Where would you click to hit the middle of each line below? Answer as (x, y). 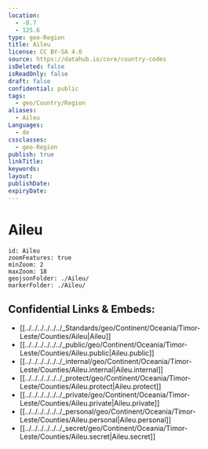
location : (24, 15)
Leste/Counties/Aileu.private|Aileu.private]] (89, 403)
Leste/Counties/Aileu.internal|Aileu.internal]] (91, 370)
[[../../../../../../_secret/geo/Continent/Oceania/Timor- (104, 429)
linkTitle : (26, 162)
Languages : (26, 125)
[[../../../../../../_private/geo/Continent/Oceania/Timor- (105, 395)
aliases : (22, 111)
